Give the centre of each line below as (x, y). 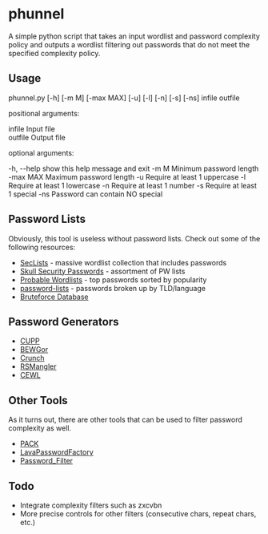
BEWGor (34, 350)
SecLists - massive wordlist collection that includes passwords (123, 262)
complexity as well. (40, 428)
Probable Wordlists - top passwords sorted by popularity (113, 279)
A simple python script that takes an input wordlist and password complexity (134, 36)
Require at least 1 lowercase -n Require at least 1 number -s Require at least (133, 185)
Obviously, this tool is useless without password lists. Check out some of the (134, 238)
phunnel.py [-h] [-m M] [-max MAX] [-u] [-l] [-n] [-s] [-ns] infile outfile (124, 98)
